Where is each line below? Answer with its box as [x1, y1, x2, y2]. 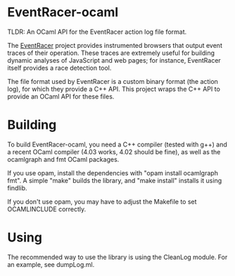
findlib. [7, 184, 27, 192]
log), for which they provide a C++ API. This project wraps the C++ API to [7, 84, 220, 93]
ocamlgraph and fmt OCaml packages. [7, 155, 120, 163]
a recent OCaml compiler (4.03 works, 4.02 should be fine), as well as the [7, 147, 221, 156]
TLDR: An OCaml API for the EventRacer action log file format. [7, 27, 187, 36]
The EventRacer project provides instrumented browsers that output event [7, 41, 223, 49]
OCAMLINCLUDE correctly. [7, 205, 87, 213]
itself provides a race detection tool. [7, 63, 112, 72]
